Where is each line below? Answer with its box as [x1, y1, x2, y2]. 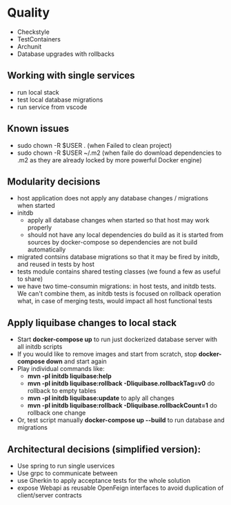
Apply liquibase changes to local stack [7, 316, 177, 329]
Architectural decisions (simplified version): [7, 444, 201, 455]
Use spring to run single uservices [17, 461, 115, 470]
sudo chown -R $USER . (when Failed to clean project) [17, 141, 172, 149]
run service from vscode [17, 102, 88, 111]
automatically [27, 245, 66, 254]
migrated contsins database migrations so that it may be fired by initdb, [17, 253, 220, 261]
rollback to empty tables [27, 387, 97, 395]
